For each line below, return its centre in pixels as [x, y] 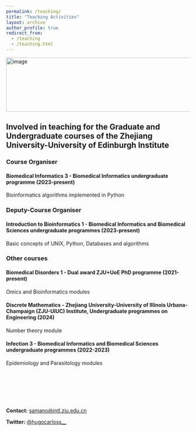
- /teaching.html [32, 44]
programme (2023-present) [41, 182]
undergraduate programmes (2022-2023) [58, 350]
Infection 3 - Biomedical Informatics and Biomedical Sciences [82, 344]
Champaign [20, 311]
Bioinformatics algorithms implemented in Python [65, 195]
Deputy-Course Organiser [44, 210]
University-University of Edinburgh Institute [87, 145]
